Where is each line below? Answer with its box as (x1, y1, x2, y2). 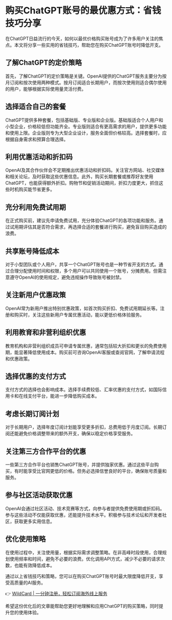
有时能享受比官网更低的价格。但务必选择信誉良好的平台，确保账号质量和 (14, 468, 167, 474)
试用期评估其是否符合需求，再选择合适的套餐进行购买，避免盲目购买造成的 (9, 224, 167, 230)
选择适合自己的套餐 (5, 102, 66, 111)
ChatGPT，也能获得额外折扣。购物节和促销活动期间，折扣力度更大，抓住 (5, 180, 159, 186)
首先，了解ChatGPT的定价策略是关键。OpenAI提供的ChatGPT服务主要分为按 (5, 73, 167, 79)
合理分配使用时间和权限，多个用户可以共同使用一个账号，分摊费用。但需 (9, 268, 162, 274)
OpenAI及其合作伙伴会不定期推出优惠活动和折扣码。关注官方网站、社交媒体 (5, 167, 165, 173)
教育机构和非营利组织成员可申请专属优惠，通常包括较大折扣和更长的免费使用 (5, 342, 167, 349)
